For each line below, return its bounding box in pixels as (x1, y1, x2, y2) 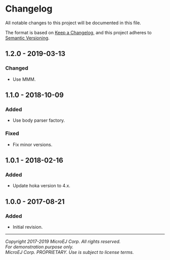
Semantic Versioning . (5, 35, 50, 41)
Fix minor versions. (12, 141, 53, 147)
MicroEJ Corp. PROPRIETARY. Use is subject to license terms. (5, 249, 134, 255)
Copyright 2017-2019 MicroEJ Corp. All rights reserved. (5, 238, 121, 244)
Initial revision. (12, 224, 43, 230)
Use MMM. (12, 76, 36, 82)
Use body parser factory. (12, 117, 65, 124)
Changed (5, 65, 29, 72)
